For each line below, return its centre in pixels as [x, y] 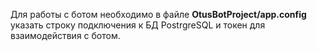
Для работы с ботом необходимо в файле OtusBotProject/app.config [158, 14]
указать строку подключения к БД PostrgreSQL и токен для [138, 25]
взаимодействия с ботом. [65, 35]
